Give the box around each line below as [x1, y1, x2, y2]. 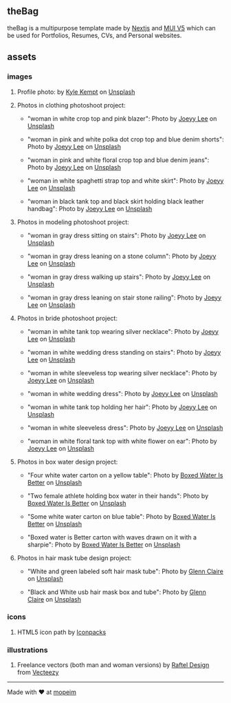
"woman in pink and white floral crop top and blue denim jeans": [27, 155, 210, 164]
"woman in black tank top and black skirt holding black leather [27, 197, 204, 206]
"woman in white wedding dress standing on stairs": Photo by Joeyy [27, 348, 221, 356]
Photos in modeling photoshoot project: [16, 217, 129, 226]
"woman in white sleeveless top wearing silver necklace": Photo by [27, 368, 218, 377]
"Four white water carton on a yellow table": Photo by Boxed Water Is [27, 471, 223, 479]
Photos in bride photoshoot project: [16, 314, 118, 322]
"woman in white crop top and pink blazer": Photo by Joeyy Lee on [27, 114, 217, 123]
